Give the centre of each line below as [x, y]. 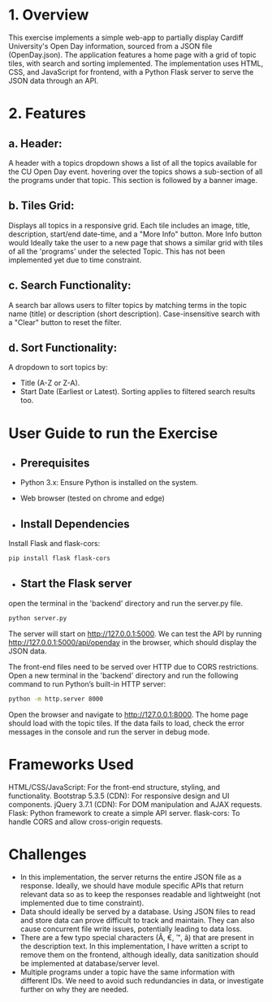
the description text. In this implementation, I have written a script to [134, 946]
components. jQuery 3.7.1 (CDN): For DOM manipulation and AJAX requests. [135, 804]
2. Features [47, 113]
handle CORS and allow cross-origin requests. [86, 822]
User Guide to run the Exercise [113, 433]
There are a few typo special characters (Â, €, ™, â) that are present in [137, 937]
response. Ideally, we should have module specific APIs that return [132, 885]
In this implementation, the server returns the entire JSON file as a [131, 877]
